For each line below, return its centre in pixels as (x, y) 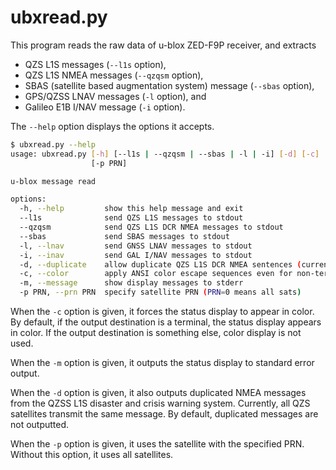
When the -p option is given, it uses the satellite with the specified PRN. (157, 444)
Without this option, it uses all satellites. (92, 455)
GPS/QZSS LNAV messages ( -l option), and (115, 96)
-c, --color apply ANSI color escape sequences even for (156, 274)
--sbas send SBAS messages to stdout (124, 236)
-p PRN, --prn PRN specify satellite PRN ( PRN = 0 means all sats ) (160, 292)
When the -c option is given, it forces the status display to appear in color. (162, 312)
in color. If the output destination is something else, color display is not (156, 333)
